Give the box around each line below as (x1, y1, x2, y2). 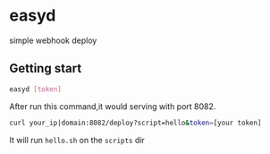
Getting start (9, 61, 82, 76)
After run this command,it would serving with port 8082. (9, 100, 216, 112)
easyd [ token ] (9, 84, 63, 94)
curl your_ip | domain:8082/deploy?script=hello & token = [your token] (9, 118, 262, 127)
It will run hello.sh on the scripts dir (9, 134, 145, 145)
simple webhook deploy (9, 35, 97, 46)
